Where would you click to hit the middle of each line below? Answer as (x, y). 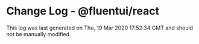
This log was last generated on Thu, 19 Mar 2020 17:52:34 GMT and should (100, 28)
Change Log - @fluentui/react (83, 11)
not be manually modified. (39, 34)
